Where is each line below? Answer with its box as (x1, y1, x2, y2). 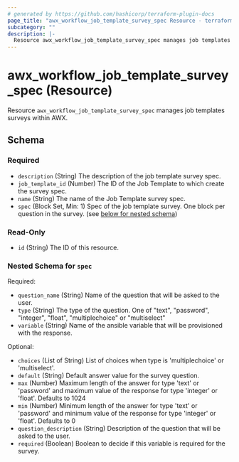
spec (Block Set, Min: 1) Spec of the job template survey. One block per (17, 202, 225, 210)
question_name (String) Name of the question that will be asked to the (17, 291, 220, 299)
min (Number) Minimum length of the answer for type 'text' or (17, 402, 198, 410)
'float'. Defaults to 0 (17, 417, 76, 425)
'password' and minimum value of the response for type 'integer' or (17, 409, 216, 418)
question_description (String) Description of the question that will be (17, 424, 221, 433)
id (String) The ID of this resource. (17, 243, 119, 252)
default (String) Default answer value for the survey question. (17, 371, 200, 380)
